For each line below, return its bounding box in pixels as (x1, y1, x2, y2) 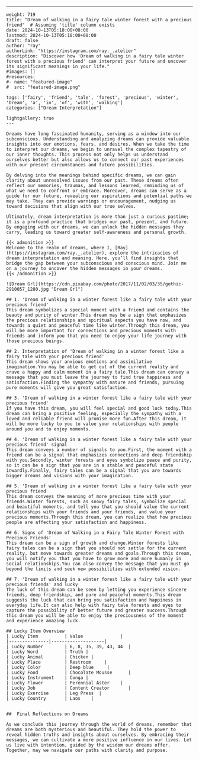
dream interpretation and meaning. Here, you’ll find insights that (6, 255, 179, 261)
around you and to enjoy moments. (6, 426, 92, 432)
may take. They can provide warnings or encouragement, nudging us (6, 198, 176, 204)
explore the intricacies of (109, 250, 179, 256)
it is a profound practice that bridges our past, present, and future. (6, 219, 190, 225)
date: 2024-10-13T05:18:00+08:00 (6, 27, 89, 33)
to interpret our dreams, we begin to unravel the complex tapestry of (6, 146, 187, 152)
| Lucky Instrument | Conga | (6, 675, 89, 681)
